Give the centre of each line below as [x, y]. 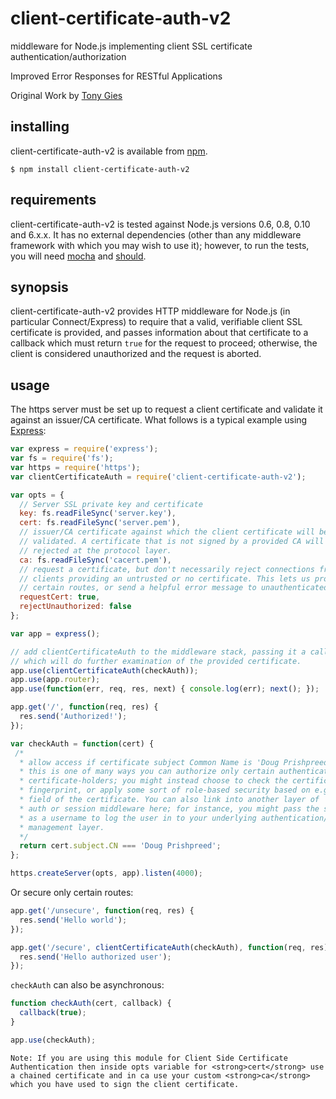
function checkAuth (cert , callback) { [91, 1003]
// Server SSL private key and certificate [111, 504]
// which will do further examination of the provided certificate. [156, 661]
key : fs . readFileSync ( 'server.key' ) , [98, 513]
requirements [53, 200]
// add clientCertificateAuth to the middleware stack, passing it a [158, 652]
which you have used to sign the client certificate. [125, 1084]
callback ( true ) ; [53, 1013]
